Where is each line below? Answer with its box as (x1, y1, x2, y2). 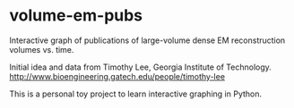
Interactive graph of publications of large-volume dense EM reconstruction (9, 35, 286, 46)
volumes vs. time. (9, 44, 74, 54)
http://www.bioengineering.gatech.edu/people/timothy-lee (9, 71, 226, 81)
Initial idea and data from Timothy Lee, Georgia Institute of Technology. (9, 62, 272, 72)
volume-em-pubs (9, 5, 143, 26)
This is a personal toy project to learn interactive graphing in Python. (9, 88, 263, 99)
